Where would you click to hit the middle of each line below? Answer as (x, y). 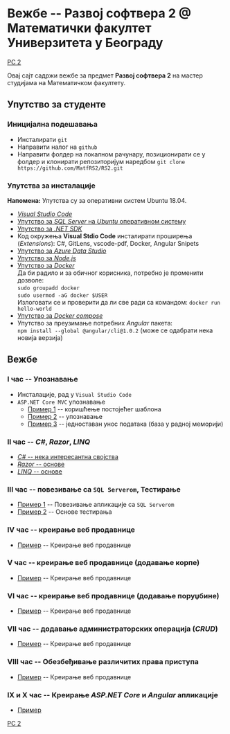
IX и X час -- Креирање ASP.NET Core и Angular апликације (113, 695)
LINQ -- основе (39, 471)
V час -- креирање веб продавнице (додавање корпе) (104, 563)
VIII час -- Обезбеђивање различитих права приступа (103, 662)
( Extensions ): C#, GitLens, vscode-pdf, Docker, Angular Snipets (108, 243)
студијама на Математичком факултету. (67, 82)
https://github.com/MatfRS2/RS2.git (70, 168)
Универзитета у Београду (85, 43)
